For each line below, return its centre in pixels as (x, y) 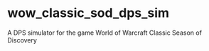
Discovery (22, 40)
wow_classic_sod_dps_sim (88, 13)
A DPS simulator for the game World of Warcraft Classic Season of (105, 33)
